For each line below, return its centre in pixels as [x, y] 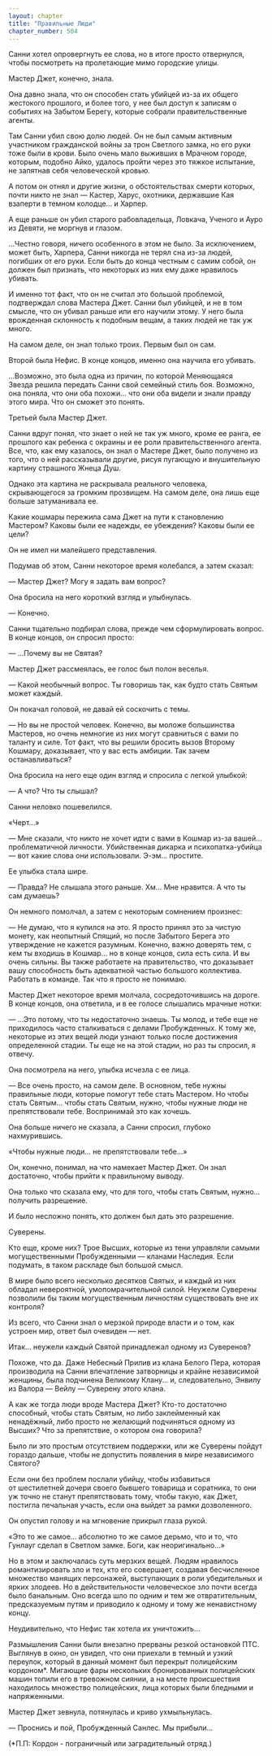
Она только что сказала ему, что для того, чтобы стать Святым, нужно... [134, 1192]
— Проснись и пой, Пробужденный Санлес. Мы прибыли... [111, 1728]
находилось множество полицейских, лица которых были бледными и [131, 1688]
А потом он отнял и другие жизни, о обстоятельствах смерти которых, [132, 186]
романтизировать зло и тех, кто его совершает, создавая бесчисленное [134, 1570]
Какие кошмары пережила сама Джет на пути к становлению [116, 517]
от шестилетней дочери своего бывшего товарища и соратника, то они [133, 1488]
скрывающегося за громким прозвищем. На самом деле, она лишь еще [134, 492]
